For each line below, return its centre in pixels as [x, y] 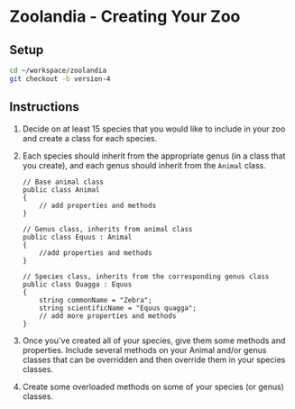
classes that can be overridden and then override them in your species [154, 359]
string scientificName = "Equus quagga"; [118, 308]
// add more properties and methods [108, 316]
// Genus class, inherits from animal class [107, 229]
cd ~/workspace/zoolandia [58, 70]
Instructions [44, 107]
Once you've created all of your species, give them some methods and [154, 341]
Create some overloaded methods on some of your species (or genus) [153, 386]
